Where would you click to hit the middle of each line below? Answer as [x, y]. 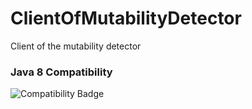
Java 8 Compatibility [61, 72]
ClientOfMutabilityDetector [126, 18]
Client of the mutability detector [76, 46]
